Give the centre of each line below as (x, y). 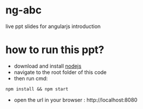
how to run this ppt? (55, 50)
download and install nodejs (48, 66)
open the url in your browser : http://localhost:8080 (76, 100)
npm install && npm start (37, 89)
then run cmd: (31, 78)
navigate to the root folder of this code (60, 72)
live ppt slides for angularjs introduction (53, 26)
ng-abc (24, 10)
